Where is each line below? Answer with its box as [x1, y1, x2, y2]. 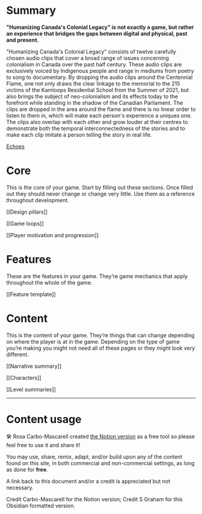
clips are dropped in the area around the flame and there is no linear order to [6, 105, 196, 113]
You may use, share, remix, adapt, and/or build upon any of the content [6, 453, 183, 460]
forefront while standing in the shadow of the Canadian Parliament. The [6, 99, 183, 106]
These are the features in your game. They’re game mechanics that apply [6, 272, 188, 280]
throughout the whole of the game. [6, 279, 93, 286]
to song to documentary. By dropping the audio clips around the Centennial [6, 73, 193, 81]
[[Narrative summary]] [6, 362, 62, 370]
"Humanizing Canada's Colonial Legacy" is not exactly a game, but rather [6, 23, 194, 31]
